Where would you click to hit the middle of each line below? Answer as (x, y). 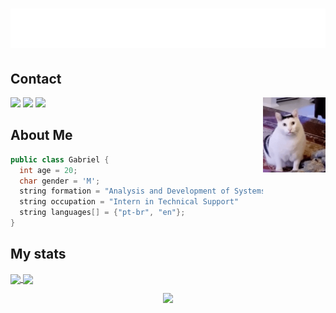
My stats (38, 254)
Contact (36, 78)
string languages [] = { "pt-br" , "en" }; (102, 213)
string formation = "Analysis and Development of (124, 191)
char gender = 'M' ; (60, 181)
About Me (41, 135)
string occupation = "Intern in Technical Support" (129, 202)
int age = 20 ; (48, 170)
